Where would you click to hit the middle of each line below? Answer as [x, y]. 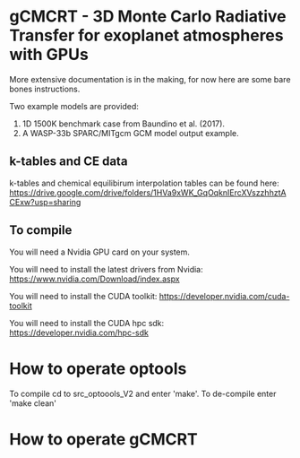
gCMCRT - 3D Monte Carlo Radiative [148, 17]
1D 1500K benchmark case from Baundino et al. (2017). [124, 124]
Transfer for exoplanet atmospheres [146, 35]
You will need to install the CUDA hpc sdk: [87, 323]
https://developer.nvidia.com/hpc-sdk [79, 333]
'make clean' [33, 403]
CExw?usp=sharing [45, 202]
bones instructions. [45, 89]
